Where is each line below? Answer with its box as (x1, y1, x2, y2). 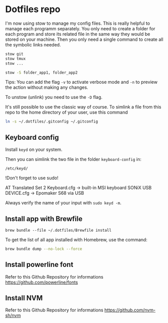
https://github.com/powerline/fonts (5, 279, 78, 285)
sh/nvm (5, 312, 21, 318)
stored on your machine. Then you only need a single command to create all (5, 36, 163, 42)
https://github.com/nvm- (104, 307, 156, 313)
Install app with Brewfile (5, 214, 83, 223)
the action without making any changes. (5, 84, 88, 90)
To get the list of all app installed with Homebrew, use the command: (5, 236, 148, 243)
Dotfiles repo (5, 4, 61, 15)
